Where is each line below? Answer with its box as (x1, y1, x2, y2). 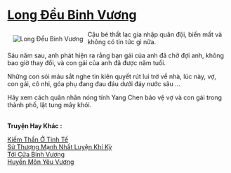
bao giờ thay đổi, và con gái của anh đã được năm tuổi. (7, 58, 166, 67)
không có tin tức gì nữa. (87, 37, 157, 46)
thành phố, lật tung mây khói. (7, 100, 92, 109)
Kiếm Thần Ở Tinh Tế (7, 135, 69, 144)
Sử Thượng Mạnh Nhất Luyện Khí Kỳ (7, 142, 112, 151)
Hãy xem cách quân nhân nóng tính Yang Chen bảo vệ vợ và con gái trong (7, 93, 223, 102)
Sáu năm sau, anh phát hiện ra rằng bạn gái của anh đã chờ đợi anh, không (7, 51, 225, 60)
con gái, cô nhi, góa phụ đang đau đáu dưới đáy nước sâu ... (7, 79, 180, 88)
